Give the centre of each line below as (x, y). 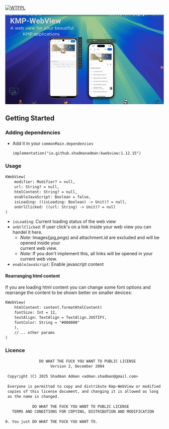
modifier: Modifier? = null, (45, 182)
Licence (15, 350)
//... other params (35, 332)
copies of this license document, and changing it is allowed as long (83, 391)
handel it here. (27, 232)
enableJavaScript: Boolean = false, (53, 197)
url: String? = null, (37, 187)
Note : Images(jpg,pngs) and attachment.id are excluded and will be (90, 238)
